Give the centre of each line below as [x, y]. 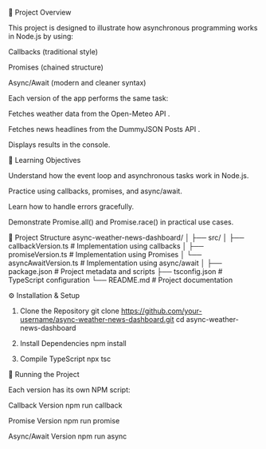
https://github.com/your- [162, 311]
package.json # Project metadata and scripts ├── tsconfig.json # [115, 271]
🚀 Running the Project [44, 374]
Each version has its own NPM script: [69, 390]
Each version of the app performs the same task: [88, 98]
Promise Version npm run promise [64, 421]
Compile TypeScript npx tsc [65, 359]
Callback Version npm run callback [65, 405]
